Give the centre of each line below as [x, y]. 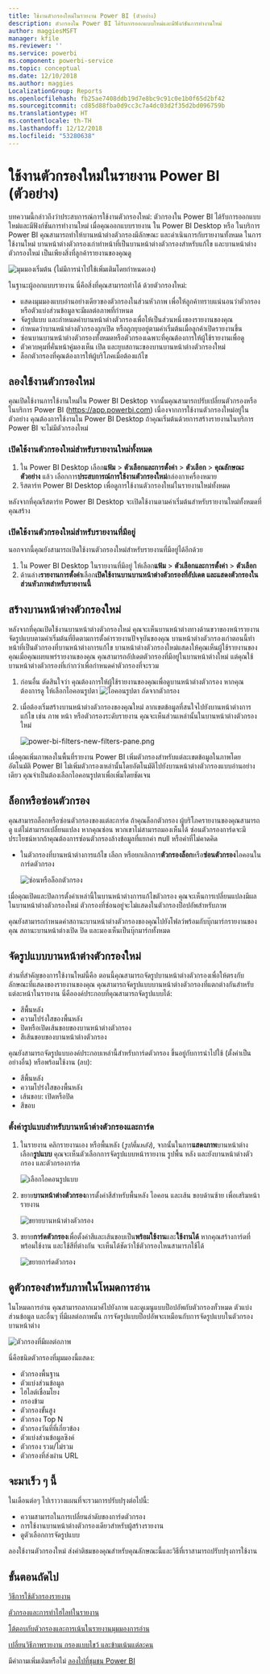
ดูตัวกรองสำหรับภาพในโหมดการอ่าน [79, 1288]
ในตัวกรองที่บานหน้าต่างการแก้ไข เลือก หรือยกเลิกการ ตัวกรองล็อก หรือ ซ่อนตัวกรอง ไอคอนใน [141, 854]
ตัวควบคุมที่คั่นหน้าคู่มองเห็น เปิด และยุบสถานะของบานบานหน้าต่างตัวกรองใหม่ [123, 346]
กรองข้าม [32, 1400]
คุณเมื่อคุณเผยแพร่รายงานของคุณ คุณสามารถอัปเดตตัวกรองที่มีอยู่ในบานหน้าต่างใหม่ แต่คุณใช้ [131, 656]
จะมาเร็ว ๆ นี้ [33, 1481]
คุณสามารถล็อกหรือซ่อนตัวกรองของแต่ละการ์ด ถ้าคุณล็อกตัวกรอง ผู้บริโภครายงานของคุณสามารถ [134, 820]
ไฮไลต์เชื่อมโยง [40, 1392]
